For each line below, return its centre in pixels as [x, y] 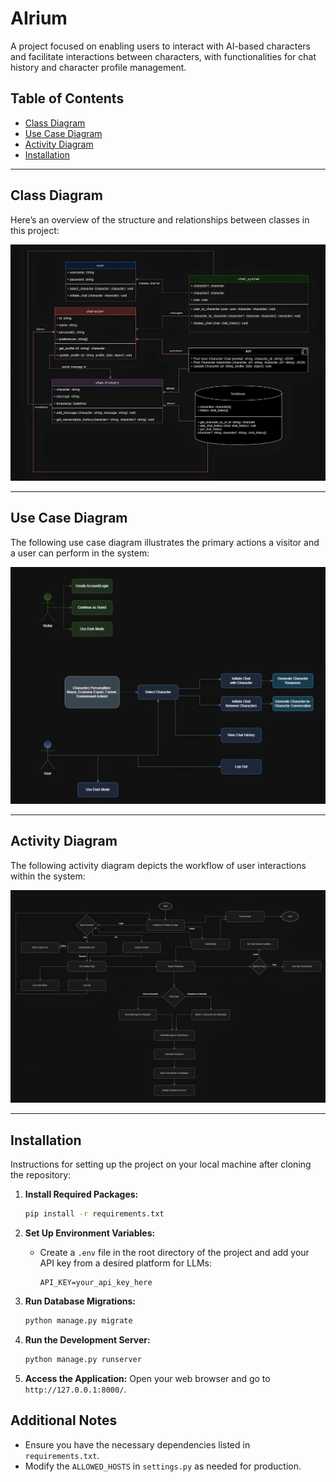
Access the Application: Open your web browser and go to [147, 1378]
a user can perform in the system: [80, 553]
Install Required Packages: [81, 1194]
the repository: [41, 1175]
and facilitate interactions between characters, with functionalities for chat [163, 56]
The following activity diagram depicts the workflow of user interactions [158, 865]
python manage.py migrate [78, 1320]
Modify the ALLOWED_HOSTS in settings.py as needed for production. [163, 1466]
